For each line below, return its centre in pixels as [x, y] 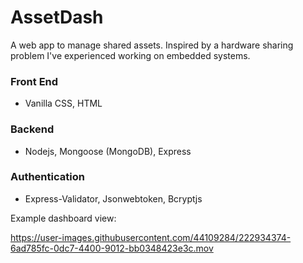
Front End [34, 81]
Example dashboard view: [63, 218]
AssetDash [57, 17]
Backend [32, 129]
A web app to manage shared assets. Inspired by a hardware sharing [152, 45]
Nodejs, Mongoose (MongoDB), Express [108, 151]
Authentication [47, 177]
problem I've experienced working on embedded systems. [130, 55]
